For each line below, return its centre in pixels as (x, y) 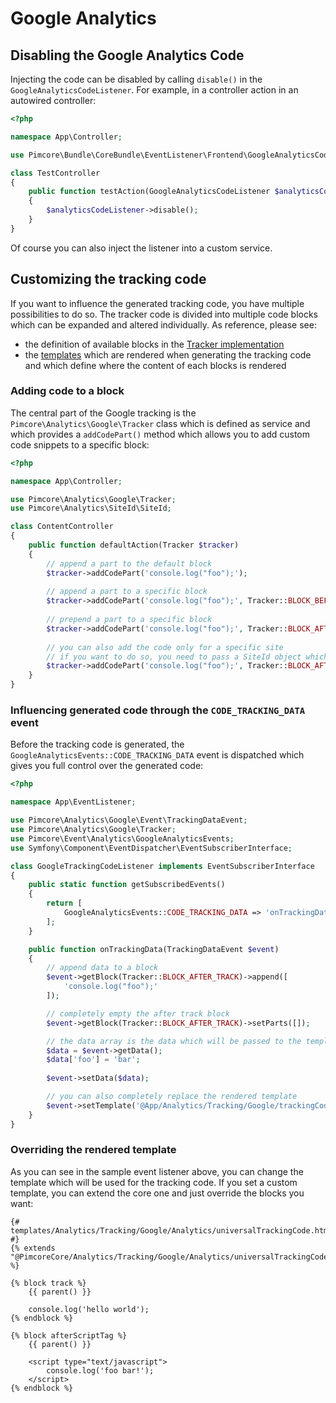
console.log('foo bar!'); (100, 1370)
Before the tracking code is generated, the (97, 744)
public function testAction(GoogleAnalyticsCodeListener (149, 192)
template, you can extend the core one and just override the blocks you (157, 1193)
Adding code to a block (67, 391)
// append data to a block (102, 968)
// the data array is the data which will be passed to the (174, 1041)
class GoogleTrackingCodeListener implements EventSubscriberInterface (162, 866)
